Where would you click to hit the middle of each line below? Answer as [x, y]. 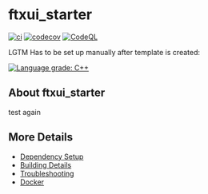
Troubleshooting [47, 173]
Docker [32, 182]
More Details [41, 137]
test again [25, 112]
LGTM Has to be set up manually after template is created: [104, 52]
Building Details [46, 164]
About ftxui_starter [57, 93]
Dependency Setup [52, 156]
